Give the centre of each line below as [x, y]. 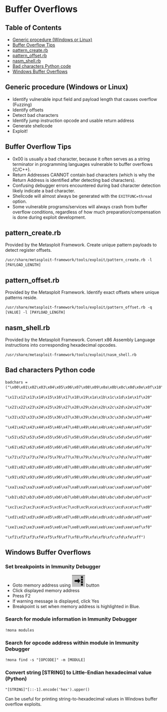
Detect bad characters [35, 115]
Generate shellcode [33, 125]
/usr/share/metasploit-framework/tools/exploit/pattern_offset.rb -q [79, 308]
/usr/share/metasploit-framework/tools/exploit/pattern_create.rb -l [79, 260]
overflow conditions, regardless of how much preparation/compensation [86, 212]
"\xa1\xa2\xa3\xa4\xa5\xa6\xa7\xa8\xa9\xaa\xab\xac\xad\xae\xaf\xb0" [79, 487]
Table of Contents [34, 28]
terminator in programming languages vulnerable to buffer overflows [83, 164]
